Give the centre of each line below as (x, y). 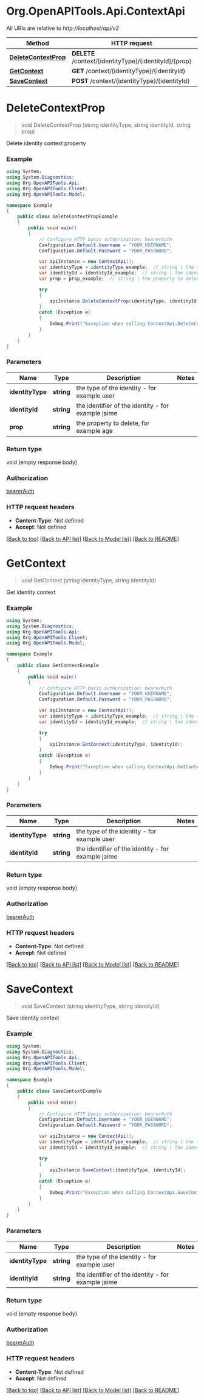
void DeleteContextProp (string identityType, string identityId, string (106, 125)
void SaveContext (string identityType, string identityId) (90, 1006)
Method (38, 43)
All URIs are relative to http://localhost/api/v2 (63, 28)
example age (95, 430)
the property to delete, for (113, 423)
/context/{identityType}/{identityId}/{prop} (132, 61)
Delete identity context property (46, 143)
